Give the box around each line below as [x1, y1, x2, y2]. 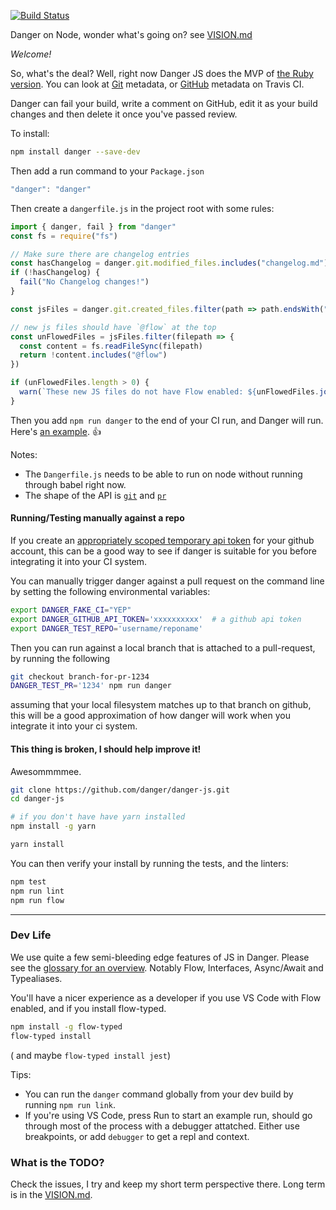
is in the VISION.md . [10, 1188, 93, 1200]
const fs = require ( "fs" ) [10, 231, 118, 241]
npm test [10, 876, 47, 887]
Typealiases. [10, 972, 63, 984]
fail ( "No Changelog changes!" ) [19, 277, 150, 287]
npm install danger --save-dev [10, 147, 141, 157]
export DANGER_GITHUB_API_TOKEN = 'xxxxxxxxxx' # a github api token [10, 614, 302, 624]
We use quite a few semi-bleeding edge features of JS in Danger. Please [10, 951, 310, 963]
